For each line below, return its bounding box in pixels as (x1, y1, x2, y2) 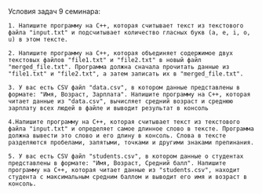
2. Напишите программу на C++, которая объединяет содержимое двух (8, 49, 234, 57)
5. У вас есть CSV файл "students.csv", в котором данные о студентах (8, 152, 244, 160)
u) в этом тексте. (8, 35, 68, 43)
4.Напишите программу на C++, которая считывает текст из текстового (8, 118, 241, 126)
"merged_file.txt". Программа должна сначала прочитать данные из (8, 63, 230, 71)
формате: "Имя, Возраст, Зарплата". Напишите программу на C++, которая (8, 90, 251, 98)
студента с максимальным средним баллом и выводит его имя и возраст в (8, 173, 247, 181)
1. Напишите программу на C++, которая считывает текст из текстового (8, 22, 244, 30)
